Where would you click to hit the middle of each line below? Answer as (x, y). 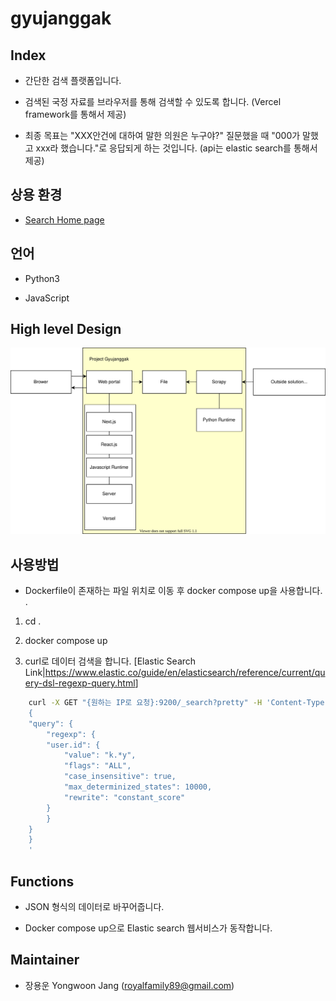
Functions (42, 881)
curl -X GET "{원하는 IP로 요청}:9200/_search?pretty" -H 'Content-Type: (179, 703)
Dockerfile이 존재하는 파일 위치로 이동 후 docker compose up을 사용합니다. (173, 591)
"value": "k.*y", (100, 755)
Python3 (42, 278)
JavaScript (47, 298)
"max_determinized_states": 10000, (138, 787)
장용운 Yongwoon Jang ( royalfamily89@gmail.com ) (129, 985)
